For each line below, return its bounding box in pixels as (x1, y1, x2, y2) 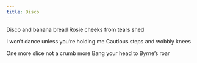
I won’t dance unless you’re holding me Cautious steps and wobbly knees (6, 37, 191, 45)
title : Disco (6, 9, 40, 15)
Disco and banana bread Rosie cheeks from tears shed (6, 26, 145, 33)
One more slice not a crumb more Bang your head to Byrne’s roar (6, 50, 170, 57)
